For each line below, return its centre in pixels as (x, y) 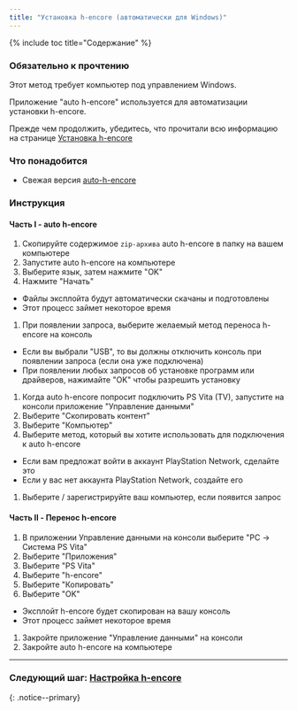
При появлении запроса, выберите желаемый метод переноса (141, 325)
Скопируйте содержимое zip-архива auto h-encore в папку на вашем (153, 243)
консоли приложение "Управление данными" (108, 406)
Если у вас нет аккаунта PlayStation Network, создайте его (132, 480)
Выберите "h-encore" (62, 575)
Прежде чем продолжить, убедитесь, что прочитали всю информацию (144, 128)
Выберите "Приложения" (69, 556)
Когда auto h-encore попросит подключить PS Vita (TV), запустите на (153, 397)
